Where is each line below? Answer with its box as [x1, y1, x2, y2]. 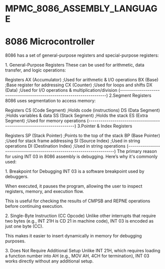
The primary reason [117, 149, 157, 154]
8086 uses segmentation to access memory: [5, 98, 96, 104]
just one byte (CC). [5, 223, 43, 230]
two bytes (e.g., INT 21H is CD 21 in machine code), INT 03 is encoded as [5, 218, 154, 224]
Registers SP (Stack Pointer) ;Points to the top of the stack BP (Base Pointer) [5, 133, 161, 139]
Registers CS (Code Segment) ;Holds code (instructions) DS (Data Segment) [5, 107, 160, 114]
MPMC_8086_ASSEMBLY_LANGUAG [5, 3, 158, 14]
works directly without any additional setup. [5, 258, 94, 264]
